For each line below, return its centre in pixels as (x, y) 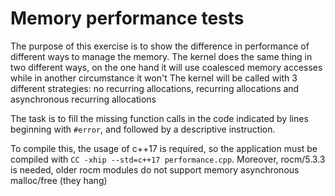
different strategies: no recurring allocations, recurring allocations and (155, 88)
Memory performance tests (127, 18)
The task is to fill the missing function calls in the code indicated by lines (159, 118)
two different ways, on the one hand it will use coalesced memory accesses (166, 67)
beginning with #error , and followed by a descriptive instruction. (143, 129)
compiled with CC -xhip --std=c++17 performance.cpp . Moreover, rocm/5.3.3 (168, 159)
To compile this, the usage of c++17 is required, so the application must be (164, 148)
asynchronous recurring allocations (83, 99)
